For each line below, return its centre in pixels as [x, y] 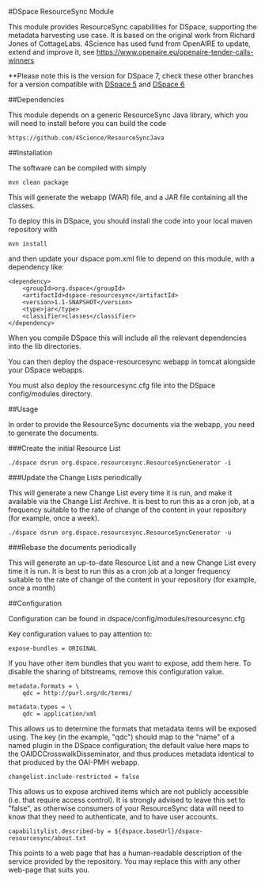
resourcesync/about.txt [47, 838]
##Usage [23, 409]
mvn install [28, 244]
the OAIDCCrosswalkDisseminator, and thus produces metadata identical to [131, 754]
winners [21, 60]
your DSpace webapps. [46, 370]
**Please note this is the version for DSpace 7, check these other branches [131, 76]
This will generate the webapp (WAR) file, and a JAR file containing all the [128, 197]
